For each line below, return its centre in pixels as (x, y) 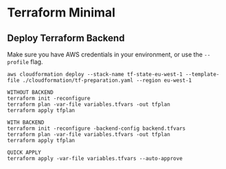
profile (18, 63)
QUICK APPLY (24, 153)
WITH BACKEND (26, 122)
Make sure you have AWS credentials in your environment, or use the (105, 54)
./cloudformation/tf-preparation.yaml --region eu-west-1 (107, 80)
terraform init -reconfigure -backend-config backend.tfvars (97, 128)
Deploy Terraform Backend (66, 38)
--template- (202, 74)
